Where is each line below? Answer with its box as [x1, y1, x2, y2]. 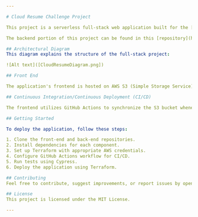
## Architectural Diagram [6, 46, 70, 52]
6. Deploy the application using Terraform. [6, 164, 117, 170]
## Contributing [6, 175, 46, 181]
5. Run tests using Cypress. [6, 158, 78, 164]
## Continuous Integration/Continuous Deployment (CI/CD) [6, 94, 151, 100]
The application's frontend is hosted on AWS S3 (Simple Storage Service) [6, 83, 194, 89]
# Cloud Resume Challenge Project [6, 14, 91, 20]
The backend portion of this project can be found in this [6, 35, 154, 41]
